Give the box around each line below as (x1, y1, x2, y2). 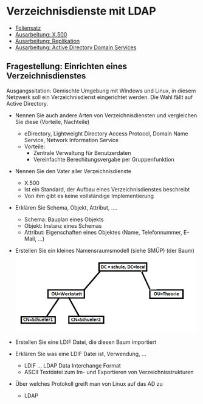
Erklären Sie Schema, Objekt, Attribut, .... (15, 204, 117, 211)
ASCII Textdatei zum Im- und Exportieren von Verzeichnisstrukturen (24, 368, 194, 375)
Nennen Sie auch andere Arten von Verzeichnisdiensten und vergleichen (15, 111, 198, 119)
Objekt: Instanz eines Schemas (24, 222, 102, 229)
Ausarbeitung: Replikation (15, 37, 80, 44)
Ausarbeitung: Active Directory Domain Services (15, 44, 137, 51)
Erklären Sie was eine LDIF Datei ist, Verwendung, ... (15, 350, 147, 357)
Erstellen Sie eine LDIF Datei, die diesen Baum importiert (15, 338, 157, 346)
